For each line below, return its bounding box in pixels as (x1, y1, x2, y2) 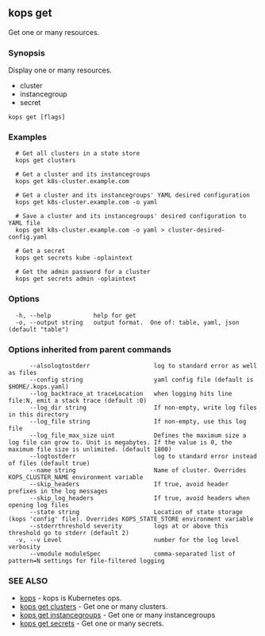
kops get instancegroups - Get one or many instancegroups (19, 611, 216, 620)
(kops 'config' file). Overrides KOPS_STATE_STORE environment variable (8, 515, 254, 523)
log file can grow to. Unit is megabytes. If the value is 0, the (8, 439, 232, 447)
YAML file (8, 219, 41, 228)
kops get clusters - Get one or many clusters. (19, 602, 168, 611)
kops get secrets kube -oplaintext (15, 254, 133, 262)
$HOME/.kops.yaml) (8, 383, 69, 391)
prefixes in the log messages (8, 487, 109, 495)
